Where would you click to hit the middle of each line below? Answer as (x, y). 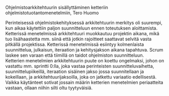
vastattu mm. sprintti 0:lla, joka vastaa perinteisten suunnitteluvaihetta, (80, 66)
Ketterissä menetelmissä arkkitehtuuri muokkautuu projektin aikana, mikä (82, 33)
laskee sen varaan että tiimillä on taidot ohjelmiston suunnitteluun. (75, 55)
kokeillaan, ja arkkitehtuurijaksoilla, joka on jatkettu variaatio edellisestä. (81, 77)
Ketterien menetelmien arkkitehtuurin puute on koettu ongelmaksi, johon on (85, 61)
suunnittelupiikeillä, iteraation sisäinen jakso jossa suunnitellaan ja (75, 71)
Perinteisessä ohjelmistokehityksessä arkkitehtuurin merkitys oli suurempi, (84, 23)
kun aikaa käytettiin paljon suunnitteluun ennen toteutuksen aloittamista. (81, 28)
